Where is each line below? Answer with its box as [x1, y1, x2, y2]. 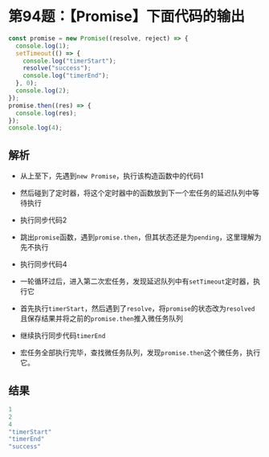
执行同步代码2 [19, 215, 67, 225]
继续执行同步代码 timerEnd [19, 331, 106, 341]
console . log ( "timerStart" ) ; [22, 57, 116, 65]
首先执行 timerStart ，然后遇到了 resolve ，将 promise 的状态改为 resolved [19, 304, 255, 313]
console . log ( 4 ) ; [8, 124, 63, 133]
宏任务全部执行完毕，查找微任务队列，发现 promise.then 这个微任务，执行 [19, 348, 261, 357]
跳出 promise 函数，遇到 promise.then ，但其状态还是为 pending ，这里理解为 [19, 232, 262, 242]
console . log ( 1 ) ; [15, 42, 70, 50]
